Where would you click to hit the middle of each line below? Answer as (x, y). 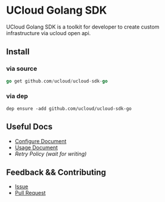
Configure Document (41, 141)
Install (18, 52)
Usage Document (36, 147)
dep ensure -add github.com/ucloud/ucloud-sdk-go (69, 108)
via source (22, 69)
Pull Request (30, 193)
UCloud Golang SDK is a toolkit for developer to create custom (83, 27)
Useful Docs (29, 127)
